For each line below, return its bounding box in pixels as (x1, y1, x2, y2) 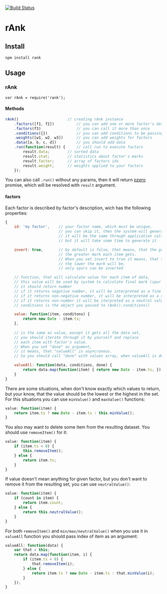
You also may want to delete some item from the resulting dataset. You (5, 424, 150, 430)
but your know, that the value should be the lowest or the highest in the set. (5, 391, 160, 397)
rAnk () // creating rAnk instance (5, 116, 123, 122)
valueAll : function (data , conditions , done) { (14, 363, 112, 368)
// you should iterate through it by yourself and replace (14, 335, 139, 340)
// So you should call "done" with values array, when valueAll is (14, 354, 157, 359)
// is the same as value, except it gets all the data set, (14, 330, 141, 335)
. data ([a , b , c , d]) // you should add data (14, 140, 126, 145)
